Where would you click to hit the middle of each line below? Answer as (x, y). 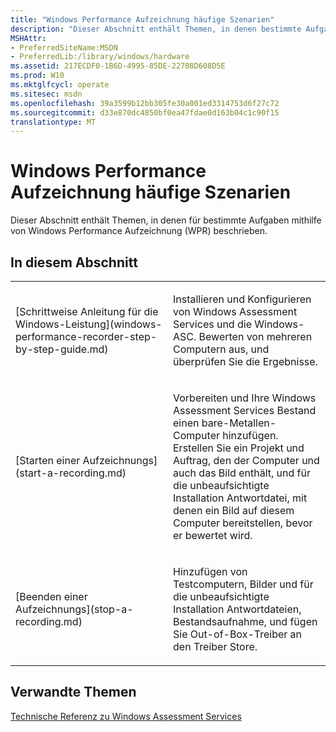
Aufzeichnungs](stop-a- (74, 609)
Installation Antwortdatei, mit (240, 498)
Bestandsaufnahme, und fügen (245, 621)
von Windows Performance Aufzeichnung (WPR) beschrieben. (139, 231)
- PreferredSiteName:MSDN (64, 47)
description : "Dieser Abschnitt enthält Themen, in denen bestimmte (156, 29)
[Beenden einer (51, 596)
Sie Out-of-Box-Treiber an (238, 634)
